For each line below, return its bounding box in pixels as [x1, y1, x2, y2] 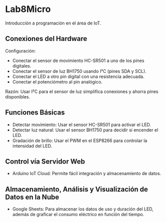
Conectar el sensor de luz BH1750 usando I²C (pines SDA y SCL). [12, 68, 147, 74]
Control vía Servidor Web [5, 157, 85, 165]
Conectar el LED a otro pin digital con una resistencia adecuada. [12, 73, 145, 79]
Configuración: [5, 47, 36, 53]
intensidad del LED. [12, 142, 52, 148]
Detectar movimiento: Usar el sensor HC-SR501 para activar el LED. [12, 121, 151, 127]
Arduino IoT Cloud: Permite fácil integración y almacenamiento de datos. [12, 170, 162, 176]
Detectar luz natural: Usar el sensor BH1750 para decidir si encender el [12, 126, 159, 133]
